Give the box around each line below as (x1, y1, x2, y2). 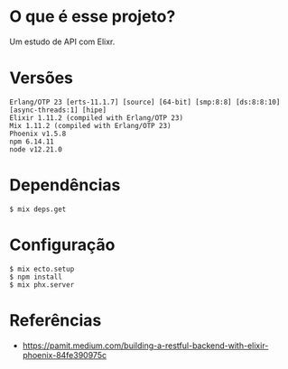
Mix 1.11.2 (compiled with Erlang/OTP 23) (9, 121, 172, 130)
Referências (9, 309, 102, 330)
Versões (9, 68, 74, 88)
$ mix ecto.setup (9, 264, 75, 273)
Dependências (9, 175, 121, 196)
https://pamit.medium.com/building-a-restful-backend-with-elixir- (22, 340, 269, 351)
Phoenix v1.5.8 (9, 129, 67, 138)
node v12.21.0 (9, 144, 63, 154)
